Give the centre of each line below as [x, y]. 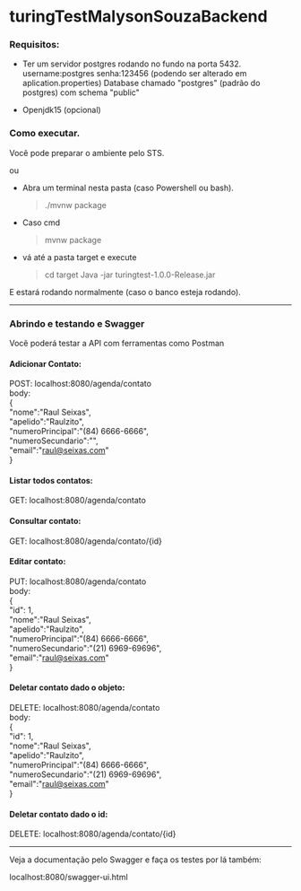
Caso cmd [41, 223]
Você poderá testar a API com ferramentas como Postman [117, 344]
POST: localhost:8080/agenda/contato [81, 384]
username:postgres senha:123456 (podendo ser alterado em [134, 74]
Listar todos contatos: [51, 480]
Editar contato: [38, 562]
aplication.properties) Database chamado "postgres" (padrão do [141, 83]
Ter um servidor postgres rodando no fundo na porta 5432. [132, 64]
